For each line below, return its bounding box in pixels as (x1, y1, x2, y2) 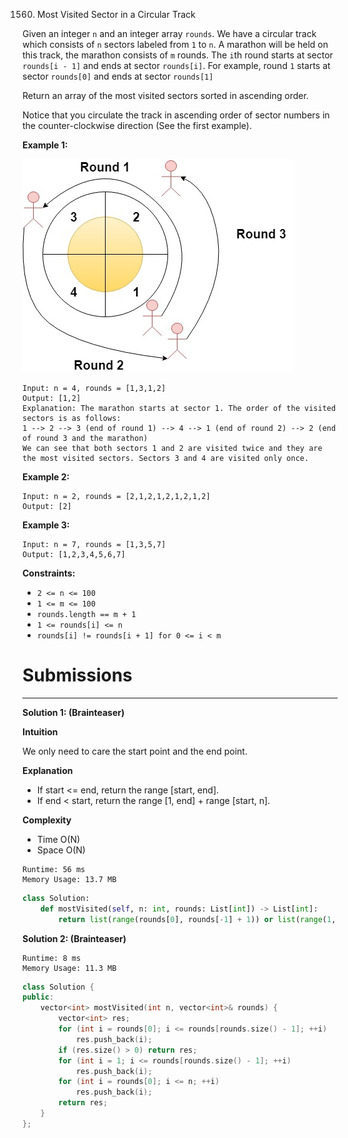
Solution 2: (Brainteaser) (22, 932, 127, 944)
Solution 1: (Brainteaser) (22, 706, 125, 718)
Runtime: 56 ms (22, 864, 86, 874)
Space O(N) (36, 844, 86, 856)
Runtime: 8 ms (22, 953, 82, 963)
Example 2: (22, 471, 70, 483)
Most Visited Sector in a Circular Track (36, 9, 196, 20)
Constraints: (22, 567, 76, 579)
